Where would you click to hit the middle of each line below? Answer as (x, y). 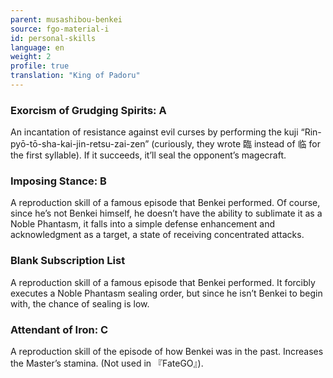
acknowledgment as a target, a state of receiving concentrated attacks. (157, 235)
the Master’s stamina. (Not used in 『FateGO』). (107, 363)
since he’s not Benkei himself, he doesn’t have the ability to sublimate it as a (166, 213)
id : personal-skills (53, 38)
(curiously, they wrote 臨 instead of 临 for (236, 144)
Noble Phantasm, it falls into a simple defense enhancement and (143, 224)
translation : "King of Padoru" (75, 76)
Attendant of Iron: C (59, 329)
